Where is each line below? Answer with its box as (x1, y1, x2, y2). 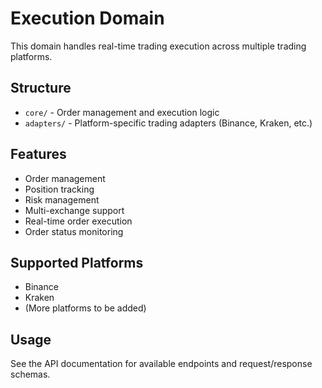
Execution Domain (10, 7, 165, 30)
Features (10, 146, 67, 163)
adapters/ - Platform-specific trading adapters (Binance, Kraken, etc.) (24, 117, 313, 129)
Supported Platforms (10, 254, 144, 271)
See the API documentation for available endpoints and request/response (10, 358, 313, 370)
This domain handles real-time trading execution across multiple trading (10, 40, 307, 52)
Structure (10, 80, 72, 97)
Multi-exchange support (24, 204, 125, 216)
